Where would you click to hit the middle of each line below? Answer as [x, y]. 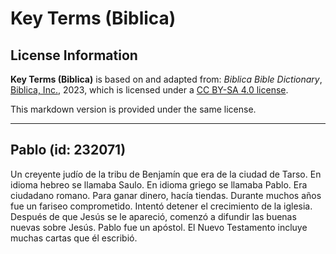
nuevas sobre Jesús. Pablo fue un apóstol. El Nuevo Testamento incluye [159, 227]
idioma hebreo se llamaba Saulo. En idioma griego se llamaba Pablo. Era [159, 184]
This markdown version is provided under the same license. [133, 109]
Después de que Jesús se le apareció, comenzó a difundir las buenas [153, 216]
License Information [74, 55]
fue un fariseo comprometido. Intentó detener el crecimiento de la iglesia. [161, 206]
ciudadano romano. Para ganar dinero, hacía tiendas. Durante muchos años [166, 195]
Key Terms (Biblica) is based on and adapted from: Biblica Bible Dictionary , [166, 79]
